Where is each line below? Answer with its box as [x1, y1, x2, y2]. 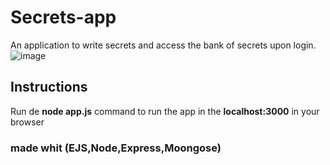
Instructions [10, 79, 88, 96]
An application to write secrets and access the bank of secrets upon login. [10, 39, 317, 51]
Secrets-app [10, 6, 117, 29]
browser [10, 116, 45, 128]
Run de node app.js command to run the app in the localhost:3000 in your [10, 105, 320, 117]
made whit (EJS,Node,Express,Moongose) [10, 141, 222, 155]
